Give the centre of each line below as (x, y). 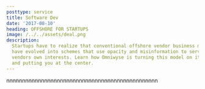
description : (23, 40)
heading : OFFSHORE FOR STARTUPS (47, 29)
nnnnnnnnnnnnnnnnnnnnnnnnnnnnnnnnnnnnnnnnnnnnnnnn (82, 80)
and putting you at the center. (53, 63)
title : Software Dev (33, 18)
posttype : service (30, 12)
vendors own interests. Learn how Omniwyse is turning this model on (102, 57)
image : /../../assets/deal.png (46, 35)
